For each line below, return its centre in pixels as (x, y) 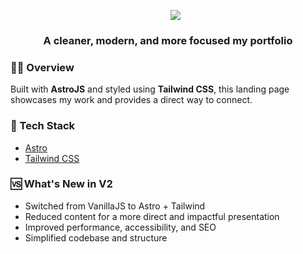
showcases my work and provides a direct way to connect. (131, 100)
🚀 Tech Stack (43, 126)
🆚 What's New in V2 (61, 184)
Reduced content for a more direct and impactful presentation (152, 216)
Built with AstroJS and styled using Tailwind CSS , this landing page (150, 89)
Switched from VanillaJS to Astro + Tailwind (115, 206)
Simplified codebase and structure (96, 237)
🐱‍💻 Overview (42, 67)
